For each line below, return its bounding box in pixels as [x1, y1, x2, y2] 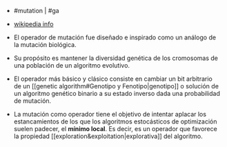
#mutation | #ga [13, 7, 60, 14]
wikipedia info [13, 20, 54, 28]
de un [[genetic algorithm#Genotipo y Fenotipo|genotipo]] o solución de [13, 82, 219, 90]
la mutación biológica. [13, 41, 77, 48]
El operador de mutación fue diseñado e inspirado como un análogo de [13, 33, 216, 41]
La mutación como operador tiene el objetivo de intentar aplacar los [13, 110, 207, 118]
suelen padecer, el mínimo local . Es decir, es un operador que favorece [13, 125, 217, 133]
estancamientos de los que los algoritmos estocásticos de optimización [13, 117, 217, 126]
